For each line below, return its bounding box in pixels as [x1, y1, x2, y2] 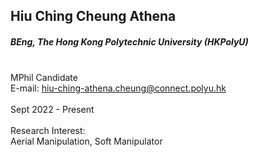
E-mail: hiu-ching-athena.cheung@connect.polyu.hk [10, 82, 227, 94]
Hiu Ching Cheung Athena [10, 8, 177, 25]
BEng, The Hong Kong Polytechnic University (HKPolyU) [10, 35, 249, 48]
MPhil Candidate [10, 72, 78, 84]
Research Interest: [10, 125, 86, 137]
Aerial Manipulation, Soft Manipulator [10, 135, 163, 148]
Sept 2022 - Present [10, 104, 95, 116]
